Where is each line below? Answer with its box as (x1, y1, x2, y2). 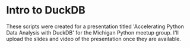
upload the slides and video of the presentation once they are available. (6, 35, 181, 42)
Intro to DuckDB (6, 4, 85, 17)
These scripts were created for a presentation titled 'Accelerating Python (6, 23, 184, 30)
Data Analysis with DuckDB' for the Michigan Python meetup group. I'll (6, 29, 179, 36)
